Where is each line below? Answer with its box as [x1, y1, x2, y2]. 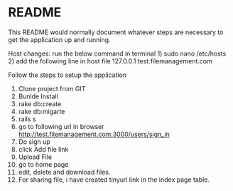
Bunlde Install [18, 92, 59, 100]
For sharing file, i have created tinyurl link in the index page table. [18, 175, 210, 184]
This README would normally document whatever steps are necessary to [8, 28, 224, 36]
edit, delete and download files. [18, 167, 111, 176]
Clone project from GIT [18, 84, 86, 93]
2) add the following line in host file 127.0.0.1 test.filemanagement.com [8, 56, 212, 65]
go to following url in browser [18, 122, 104, 130]
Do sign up [18, 137, 50, 146]
